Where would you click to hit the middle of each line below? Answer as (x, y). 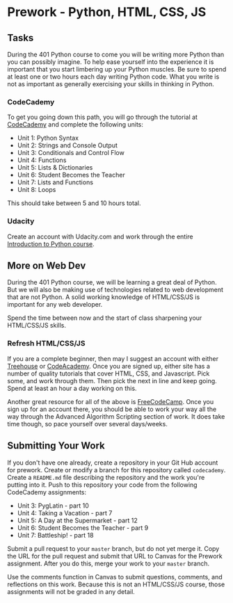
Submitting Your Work (56, 446)
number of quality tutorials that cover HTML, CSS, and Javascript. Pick (109, 373)
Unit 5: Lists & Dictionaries (55, 168)
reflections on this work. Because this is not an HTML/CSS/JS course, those (116, 584)
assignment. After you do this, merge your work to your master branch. (109, 563)
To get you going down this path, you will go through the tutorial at (103, 117)
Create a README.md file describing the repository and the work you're (106, 477)
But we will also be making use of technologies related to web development (115, 290)
